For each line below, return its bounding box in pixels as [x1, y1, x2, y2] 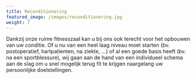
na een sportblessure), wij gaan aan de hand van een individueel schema [6, 54, 184, 61]
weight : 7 [6, 19, 31, 25]
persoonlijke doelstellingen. [6, 67, 73, 74]
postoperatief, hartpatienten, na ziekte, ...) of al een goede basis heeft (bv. [6, 48, 187, 55]
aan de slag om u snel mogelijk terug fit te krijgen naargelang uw [6, 60, 163, 67]
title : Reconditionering [6, 8, 67, 15]
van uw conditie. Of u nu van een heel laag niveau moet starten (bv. [6, 42, 170, 49]
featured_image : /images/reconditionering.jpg [6, 14, 122, 20]
